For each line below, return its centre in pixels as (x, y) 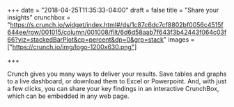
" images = (179, 40)
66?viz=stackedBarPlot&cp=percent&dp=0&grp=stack (85, 40)
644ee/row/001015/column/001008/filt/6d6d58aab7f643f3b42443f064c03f (117, 32)
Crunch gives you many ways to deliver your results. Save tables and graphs (117, 74)
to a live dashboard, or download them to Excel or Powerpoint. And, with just (117, 81)
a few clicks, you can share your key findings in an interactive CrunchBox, (113, 89)
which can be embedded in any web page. (68, 96)
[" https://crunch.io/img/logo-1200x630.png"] (72, 47)
